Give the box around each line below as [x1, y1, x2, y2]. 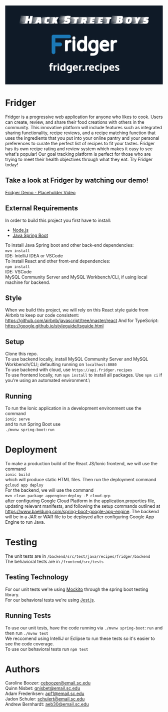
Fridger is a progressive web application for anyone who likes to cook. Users [5, 114, 163, 120]
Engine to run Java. [5, 519, 45, 525]
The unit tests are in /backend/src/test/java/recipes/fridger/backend [5, 553, 150, 559]
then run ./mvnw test [5, 630, 48, 636]
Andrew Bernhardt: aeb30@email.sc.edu [5, 701, 89, 707]
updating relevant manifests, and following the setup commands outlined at [5, 503, 160, 509]
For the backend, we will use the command [5, 487, 94, 493]
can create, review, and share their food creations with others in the [5, 119, 144, 125]
